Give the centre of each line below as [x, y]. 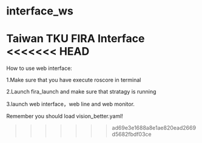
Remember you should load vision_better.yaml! [65, 116]
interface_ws [40, 11]
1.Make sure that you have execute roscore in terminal [74, 80]
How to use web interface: [39, 68]
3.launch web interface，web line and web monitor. [71, 104]
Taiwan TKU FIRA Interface [76, 39]
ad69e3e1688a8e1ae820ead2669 [154, 128]
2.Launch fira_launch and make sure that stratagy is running [81, 92]
